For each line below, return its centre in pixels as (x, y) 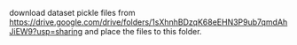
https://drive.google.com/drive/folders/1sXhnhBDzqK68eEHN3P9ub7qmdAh (148, 22)
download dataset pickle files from (72, 13)
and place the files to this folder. (143, 31)
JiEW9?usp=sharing (46, 31)
